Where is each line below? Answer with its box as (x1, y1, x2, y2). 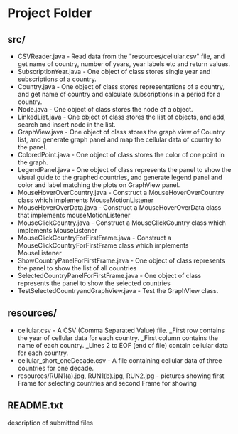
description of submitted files (7, 418, 94, 427)
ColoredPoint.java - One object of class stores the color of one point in (17, 151, 225, 159)
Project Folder (7, 5, 92, 21)
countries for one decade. (17, 364, 94, 372)
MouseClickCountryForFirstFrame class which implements (17, 241, 189, 250)
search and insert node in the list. (17, 120, 116, 129)
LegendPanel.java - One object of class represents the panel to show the (17, 166, 232, 174)
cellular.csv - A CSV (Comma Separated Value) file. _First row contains (17, 326, 225, 334)
